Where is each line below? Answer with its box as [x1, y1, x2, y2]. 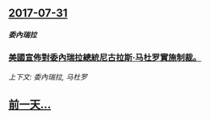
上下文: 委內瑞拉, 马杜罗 [8, 72, 87, 81]
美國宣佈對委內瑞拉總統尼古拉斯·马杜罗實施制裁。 [8, 52, 202, 64]
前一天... [8, 98, 52, 112]
